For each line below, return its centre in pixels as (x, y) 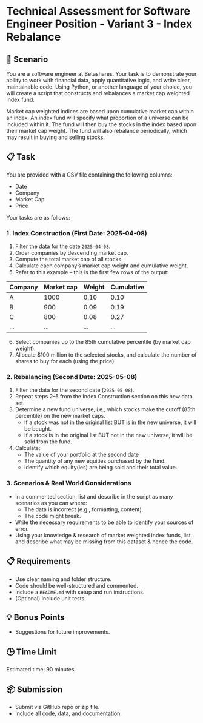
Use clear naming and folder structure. (63, 579)
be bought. (38, 429)
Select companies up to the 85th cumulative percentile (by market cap (103, 342)
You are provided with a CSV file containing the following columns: (89, 175)
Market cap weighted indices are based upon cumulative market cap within (100, 111)
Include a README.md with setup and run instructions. (80, 592)
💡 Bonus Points (35, 617)
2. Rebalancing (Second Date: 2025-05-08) (72, 377)
